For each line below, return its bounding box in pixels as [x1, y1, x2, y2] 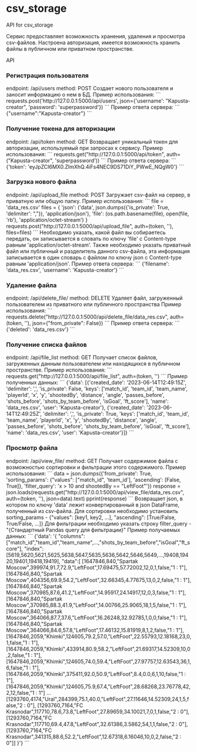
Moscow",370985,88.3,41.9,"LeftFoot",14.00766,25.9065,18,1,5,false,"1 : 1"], [6, 601, 187, 609]
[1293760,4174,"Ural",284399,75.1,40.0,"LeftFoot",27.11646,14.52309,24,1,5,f [6, 695, 189, 702]
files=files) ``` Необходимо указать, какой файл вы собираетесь [6, 229, 166, 236]
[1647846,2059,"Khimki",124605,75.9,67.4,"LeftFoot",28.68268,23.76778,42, [6, 683, 191, 690]
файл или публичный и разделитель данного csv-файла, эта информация [6, 247, 190, 255]
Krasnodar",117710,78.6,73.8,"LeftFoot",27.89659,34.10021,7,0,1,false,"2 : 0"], [6, 708, 190, 715]
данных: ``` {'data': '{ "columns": [6, 533, 85, 540]
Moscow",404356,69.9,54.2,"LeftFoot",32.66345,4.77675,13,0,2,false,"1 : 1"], [6, 576, 191, 583]
